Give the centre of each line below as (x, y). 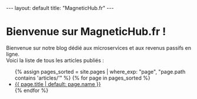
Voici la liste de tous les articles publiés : (55, 60)
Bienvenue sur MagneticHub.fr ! (86, 32)
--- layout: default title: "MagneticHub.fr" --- (60, 8)
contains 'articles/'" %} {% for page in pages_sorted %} (82, 78)
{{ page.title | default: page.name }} (58, 84)
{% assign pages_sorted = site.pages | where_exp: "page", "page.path (100, 71)
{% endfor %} (31, 90)
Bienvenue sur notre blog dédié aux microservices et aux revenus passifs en (99, 47)
